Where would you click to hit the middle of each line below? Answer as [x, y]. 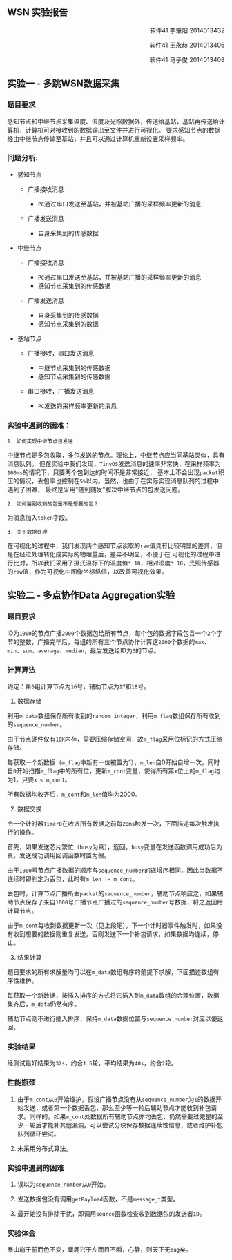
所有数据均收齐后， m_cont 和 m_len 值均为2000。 [74, 794]
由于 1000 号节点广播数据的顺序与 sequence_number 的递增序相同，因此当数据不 [115, 870]
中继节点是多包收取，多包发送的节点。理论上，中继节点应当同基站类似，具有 [116, 455]
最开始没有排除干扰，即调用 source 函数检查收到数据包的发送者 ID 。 [111, 1213]
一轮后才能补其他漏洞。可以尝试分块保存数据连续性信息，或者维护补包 [123, 1125]
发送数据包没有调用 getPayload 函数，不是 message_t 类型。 [98, 1199]
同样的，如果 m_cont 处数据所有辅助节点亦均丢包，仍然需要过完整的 [123, 1116]
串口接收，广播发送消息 [61, 391]
